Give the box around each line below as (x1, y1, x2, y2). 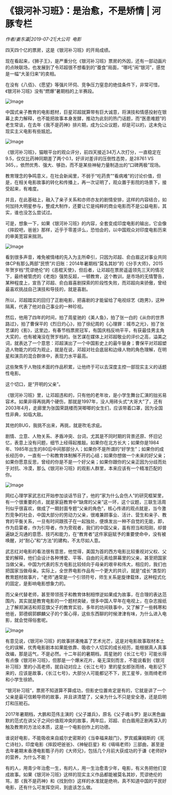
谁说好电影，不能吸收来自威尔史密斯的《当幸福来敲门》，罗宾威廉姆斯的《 (5, 734, 160, 741)
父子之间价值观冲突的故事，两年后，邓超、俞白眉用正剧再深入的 (32, 717, 167, 724)
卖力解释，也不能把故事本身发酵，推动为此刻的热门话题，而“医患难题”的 (14, 115, 166, 121)
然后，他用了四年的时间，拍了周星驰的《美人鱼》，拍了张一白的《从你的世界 (5, 314, 165, 320)
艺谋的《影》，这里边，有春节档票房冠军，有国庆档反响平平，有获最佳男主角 (5, 327, 165, 333)
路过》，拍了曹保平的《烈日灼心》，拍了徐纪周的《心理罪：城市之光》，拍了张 (5, 320, 165, 327)
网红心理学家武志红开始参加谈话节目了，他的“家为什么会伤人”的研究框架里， (5, 492, 166, 499)
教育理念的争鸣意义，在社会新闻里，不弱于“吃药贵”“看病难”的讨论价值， (5, 173, 157, 179)
